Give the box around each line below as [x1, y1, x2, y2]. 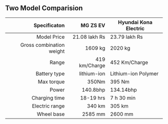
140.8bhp [81, 86, 105, 93]
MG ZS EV [80, 22, 105, 29]
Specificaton [33, 22, 65, 29]
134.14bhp [109, 86, 137, 93]
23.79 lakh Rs [109, 33, 143, 40]
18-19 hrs [79, 94, 105, 101]
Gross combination [20, 41, 65, 48]
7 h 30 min [109, 94, 136, 101]
